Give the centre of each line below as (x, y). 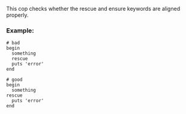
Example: (20, 31)
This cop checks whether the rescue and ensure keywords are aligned (93, 9)
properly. (17, 15)
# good (14, 80)
